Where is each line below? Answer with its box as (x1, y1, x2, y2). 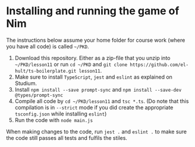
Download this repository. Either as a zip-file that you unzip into (14, 54, 171, 61)
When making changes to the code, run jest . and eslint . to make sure (6, 128, 187, 135)
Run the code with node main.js (14, 116, 93, 123)
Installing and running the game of (6, 4, 180, 18)
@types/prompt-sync (14, 92, 64, 98)
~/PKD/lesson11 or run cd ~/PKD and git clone (14, 61, 128, 68)
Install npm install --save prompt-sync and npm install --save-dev (14, 86, 182, 93)
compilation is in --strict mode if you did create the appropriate (14, 104, 174, 111)
